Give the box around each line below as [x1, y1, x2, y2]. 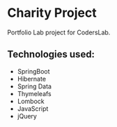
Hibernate [17, 74, 47, 83]
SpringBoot [17, 67, 50, 75]
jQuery [17, 112, 37, 120]
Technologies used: [7, 48, 95, 60]
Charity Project [7, 5, 97, 21]
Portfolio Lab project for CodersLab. [7, 28, 111, 36]
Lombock [17, 97, 45, 105]
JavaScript [17, 104, 49, 113]
